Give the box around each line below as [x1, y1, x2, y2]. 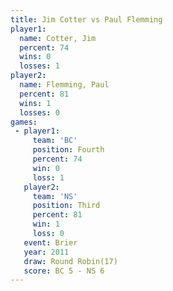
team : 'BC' [32, 136, 78, 146]
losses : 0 [19, 107, 60, 118]
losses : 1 [19, 61, 60, 71]
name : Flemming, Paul [19, 80, 110, 90]
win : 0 [32, 163, 60, 173]
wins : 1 [19, 98, 52, 108]
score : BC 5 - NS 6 [23, 266, 105, 276]
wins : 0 [19, 52, 52, 62]
